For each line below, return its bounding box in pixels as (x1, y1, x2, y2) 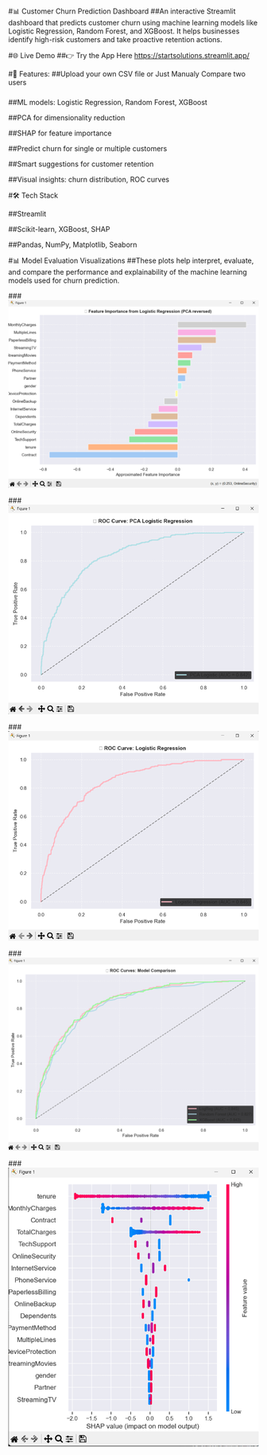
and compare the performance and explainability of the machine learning (8, 267, 248, 276)
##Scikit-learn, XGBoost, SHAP (8, 224, 110, 233)
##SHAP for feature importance (8, 128, 113, 138)
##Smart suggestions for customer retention (8, 158, 154, 169)
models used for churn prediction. (8, 276, 120, 285)
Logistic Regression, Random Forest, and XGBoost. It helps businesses (8, 26, 240, 36)
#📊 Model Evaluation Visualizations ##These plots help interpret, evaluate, (8, 256, 254, 265)
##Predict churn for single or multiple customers (8, 143, 168, 153)
